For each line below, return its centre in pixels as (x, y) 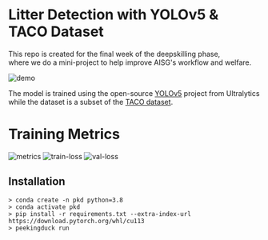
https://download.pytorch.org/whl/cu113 (77, 221)
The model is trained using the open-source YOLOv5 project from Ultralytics (134, 93)
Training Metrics (64, 134)
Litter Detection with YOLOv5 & (114, 15)
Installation (37, 182)
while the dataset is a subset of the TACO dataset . (91, 102)
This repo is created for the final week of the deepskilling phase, (114, 54)
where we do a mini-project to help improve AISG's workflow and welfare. (130, 62)
